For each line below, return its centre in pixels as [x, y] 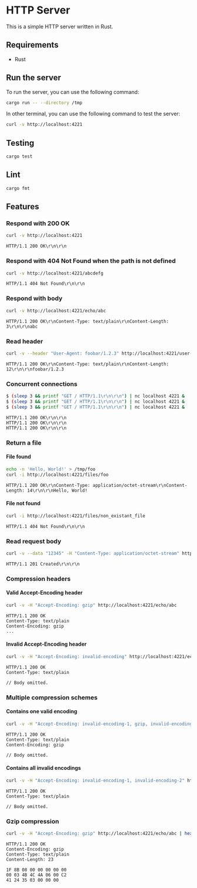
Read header [25, 341]
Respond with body [34, 299]
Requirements [32, 45]
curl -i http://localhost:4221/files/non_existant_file [76, 516]
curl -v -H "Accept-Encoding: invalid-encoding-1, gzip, [77, 724]
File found [18, 457]
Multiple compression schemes [52, 697]
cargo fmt [18, 188]
